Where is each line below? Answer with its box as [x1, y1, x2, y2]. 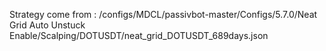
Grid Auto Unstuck [9, 19, 86, 31]
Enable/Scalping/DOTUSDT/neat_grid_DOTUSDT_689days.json [9, 30, 269, 41]
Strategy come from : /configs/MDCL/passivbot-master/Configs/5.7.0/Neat [9, 9, 318, 20]
